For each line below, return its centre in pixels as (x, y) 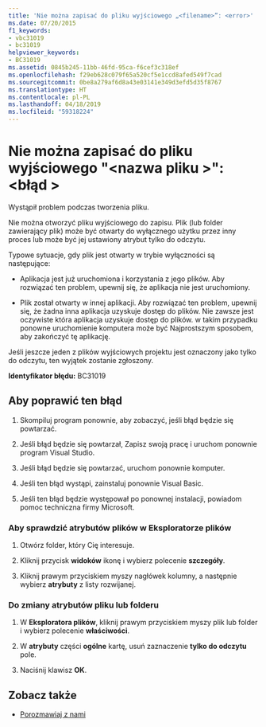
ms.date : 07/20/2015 (42, 23)
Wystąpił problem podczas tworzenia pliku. (79, 207)
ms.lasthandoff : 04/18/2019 (55, 104)
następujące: (29, 263)
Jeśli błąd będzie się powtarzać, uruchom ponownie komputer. (122, 467)
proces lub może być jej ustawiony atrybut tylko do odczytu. (107, 239)
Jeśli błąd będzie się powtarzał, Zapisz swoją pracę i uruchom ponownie (139, 444)
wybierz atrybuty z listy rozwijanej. (78, 584)
